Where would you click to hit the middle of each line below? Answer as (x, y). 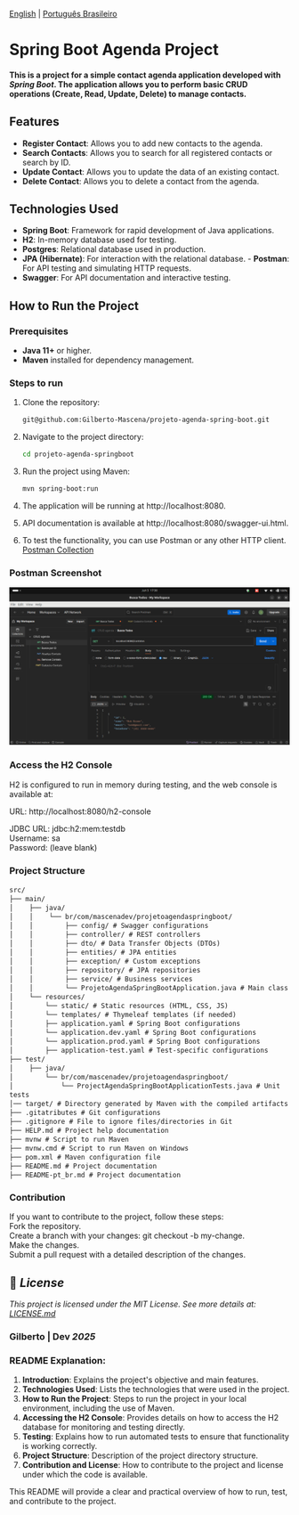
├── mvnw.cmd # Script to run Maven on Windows (99, 1148)
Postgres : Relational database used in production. (114, 249)
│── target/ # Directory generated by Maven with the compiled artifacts (149, 1104)
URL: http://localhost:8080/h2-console (80, 811)
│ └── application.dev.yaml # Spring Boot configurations (133, 1032)
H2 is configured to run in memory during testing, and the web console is (143, 785)
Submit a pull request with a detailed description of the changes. (128, 1255)
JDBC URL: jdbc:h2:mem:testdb (68, 828)
